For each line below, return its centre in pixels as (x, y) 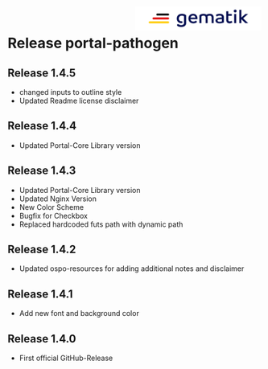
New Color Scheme (52, 207)
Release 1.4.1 (40, 294)
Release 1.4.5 (42, 73)
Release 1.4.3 (42, 171)
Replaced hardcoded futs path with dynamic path (101, 224)
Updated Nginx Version (58, 199)
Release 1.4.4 (42, 126)
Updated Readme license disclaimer (79, 100)
